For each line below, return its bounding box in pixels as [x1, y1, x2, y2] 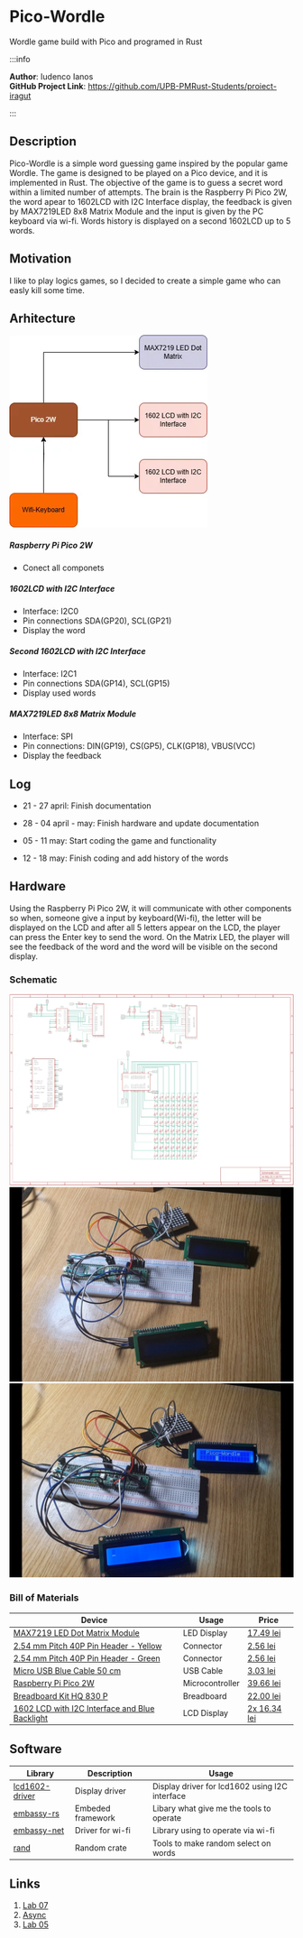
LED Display [182, 1628, 228, 1638]
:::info [9, 53, 31, 64]
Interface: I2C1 [22, 669, 78, 679]
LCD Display [182, 1708, 228, 1719]
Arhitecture [9, 310, 76, 326]
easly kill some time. [9, 284, 86, 295]
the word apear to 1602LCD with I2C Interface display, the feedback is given [9, 196, 293, 207]
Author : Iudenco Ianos [9, 70, 94, 82]
